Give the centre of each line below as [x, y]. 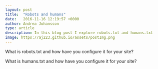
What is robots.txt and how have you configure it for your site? [69, 51]
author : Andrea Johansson [32, 24]
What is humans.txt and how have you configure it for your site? [71, 61]
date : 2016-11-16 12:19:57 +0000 [42, 19]
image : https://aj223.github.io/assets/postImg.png [60, 38]
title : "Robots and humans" [35, 14]
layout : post [19, 10]
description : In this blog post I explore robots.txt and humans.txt [79, 33]
